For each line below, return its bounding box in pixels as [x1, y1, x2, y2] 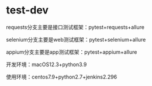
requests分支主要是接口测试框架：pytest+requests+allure [6, 23, 145, 30]
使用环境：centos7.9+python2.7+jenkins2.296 [6, 73, 118, 80]
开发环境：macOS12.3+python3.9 [6, 61, 87, 68]
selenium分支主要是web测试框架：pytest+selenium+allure [6, 36, 146, 43]
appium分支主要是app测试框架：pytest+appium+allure [6, 48, 137, 56]
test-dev [6, 4, 49, 17]
